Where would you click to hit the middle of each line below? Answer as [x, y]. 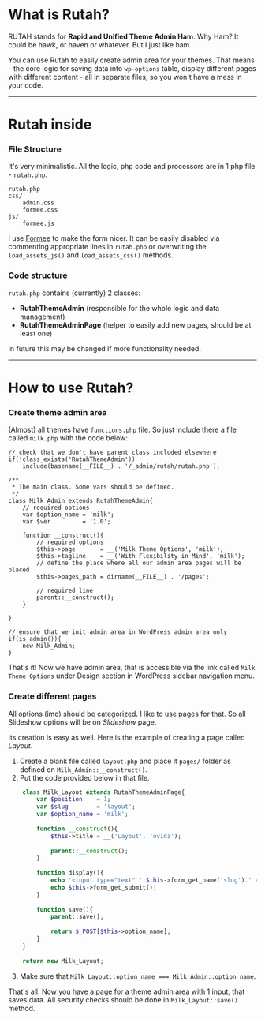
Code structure [38, 275]
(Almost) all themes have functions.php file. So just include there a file [122, 430]
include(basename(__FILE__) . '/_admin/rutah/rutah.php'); [121, 466]
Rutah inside [50, 125]
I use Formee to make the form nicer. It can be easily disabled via [114, 238]
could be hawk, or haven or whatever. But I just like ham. [100, 44]
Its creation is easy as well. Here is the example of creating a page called [127, 737]
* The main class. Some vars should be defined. [93, 487]
